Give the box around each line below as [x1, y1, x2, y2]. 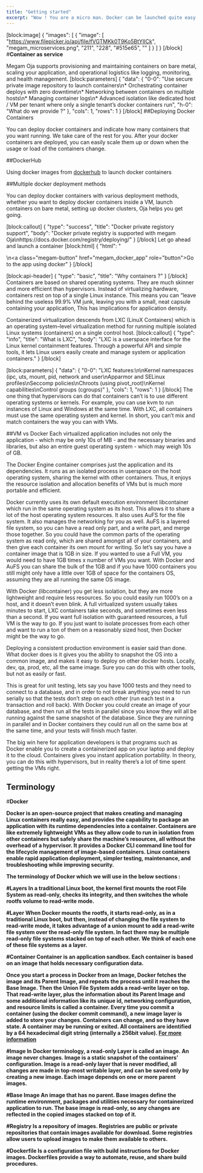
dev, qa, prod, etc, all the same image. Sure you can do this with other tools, [6, 663, 196, 670]
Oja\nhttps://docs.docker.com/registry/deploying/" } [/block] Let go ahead [6, 236, 191, 243]
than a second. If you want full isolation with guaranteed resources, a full [6, 613, 187, 620]
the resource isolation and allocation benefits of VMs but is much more [6, 480, 182, 487]
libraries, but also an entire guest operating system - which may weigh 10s [6, 443, 192, 450]
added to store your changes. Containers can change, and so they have [6, 1017, 189, 1024]
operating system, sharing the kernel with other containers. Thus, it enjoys [6, 473, 192, 481]
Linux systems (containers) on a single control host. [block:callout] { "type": [6, 329, 195, 336]
